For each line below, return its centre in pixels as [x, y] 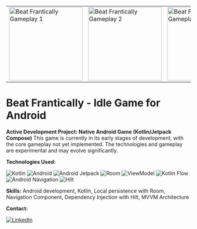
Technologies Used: [31, 161]
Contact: [17, 208]
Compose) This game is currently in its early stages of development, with [95, 138]
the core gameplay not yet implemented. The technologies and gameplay [94, 144]
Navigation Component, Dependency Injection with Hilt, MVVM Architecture [98, 197]
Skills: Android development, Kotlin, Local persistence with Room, [86, 191]
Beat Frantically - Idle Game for [83, 103]
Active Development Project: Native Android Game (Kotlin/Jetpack [89, 132]
